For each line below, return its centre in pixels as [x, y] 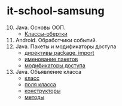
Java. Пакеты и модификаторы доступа [66, 46]
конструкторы [42, 91]
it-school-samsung [56, 11]
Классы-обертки [46, 33]
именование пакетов [51, 59]
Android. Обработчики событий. [56, 40]
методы [34, 97]
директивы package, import [59, 52]
